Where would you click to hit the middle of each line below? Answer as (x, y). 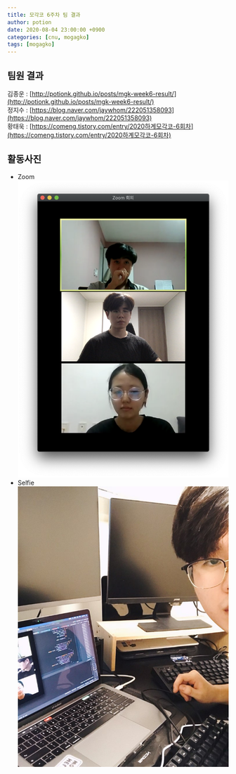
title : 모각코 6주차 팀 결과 (44, 15)
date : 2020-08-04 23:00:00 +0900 (56, 29)
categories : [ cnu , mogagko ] (48, 37)
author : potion (29, 22)
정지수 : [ (20, 110)
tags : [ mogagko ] (31, 45)
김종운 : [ (20, 93)
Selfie (26, 483)
